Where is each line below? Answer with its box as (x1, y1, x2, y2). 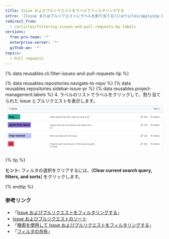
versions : (5, 29, 26, 35)
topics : (5, 50, 22, 55)
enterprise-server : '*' (10, 40, 59, 45)
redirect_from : (5, 19, 37, 24)
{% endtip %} (5, 184, 34, 190)
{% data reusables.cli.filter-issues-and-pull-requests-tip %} (5, 70, 129, 76)
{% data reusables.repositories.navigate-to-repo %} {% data (5, 80, 131, 86)
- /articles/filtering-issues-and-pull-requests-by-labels (10, 24, 136, 29)
